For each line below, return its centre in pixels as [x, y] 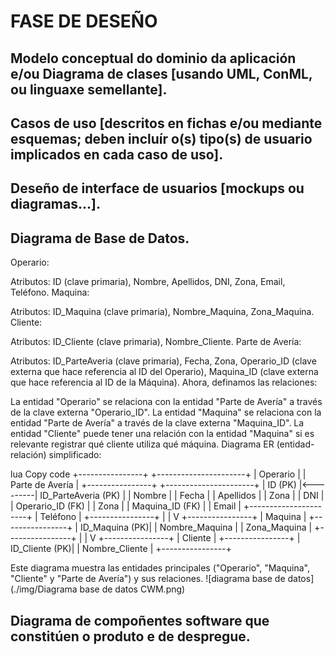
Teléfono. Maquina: [50, 292]
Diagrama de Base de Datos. [100, 238]
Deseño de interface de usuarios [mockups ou [157, 188]
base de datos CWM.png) [132, 589]
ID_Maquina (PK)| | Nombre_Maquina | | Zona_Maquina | [196, 527]
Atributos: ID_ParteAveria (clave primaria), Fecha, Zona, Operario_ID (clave [163, 361]
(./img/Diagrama [44, 589]
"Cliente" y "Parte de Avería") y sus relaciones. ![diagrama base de [148, 579]
